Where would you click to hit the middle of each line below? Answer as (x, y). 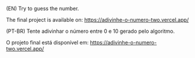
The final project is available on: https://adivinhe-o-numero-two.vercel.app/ (97, 20)
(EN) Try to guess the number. (43, 8)
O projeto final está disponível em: (48, 42)
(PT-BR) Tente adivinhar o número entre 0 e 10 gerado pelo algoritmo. (90, 31)
